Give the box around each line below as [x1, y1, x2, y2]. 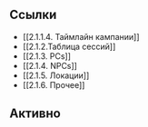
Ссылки [9, 7, 57, 23]
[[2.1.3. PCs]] [22, 50, 71, 62]
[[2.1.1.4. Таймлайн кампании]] [22, 31, 140, 42]
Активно [9, 106, 61, 122]
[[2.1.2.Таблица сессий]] [22, 41, 116, 52]
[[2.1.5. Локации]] [22, 70, 90, 81]
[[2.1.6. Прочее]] [22, 79, 85, 90]
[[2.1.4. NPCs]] [22, 60, 77, 71]
